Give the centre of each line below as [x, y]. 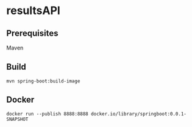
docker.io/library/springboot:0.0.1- [139, 114]
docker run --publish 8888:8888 [47, 114]
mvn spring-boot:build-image [43, 81]
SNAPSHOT [17, 119]
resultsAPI [34, 11]
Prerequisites [32, 33]
